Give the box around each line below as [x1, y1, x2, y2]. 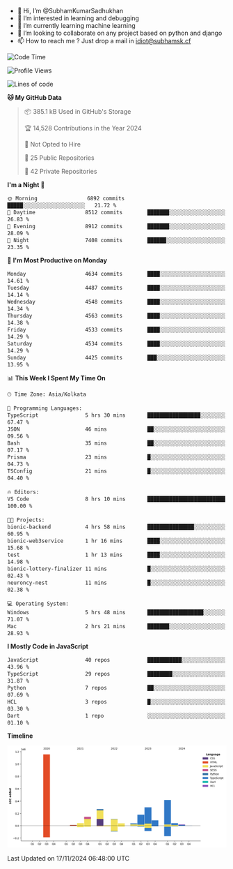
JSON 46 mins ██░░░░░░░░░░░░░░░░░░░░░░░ [7, 426, 226, 433]
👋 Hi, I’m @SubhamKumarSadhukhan [17, 7, 124, 15]
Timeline [7, 731, 33, 740]
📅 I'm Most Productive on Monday [7, 256, 108, 265]
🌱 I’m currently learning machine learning [17, 22, 136, 29]
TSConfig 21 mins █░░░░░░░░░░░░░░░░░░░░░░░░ [7, 468, 226, 475]
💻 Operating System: [7, 600, 70, 607]
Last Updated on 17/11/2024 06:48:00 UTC [7, 854, 130, 862]
